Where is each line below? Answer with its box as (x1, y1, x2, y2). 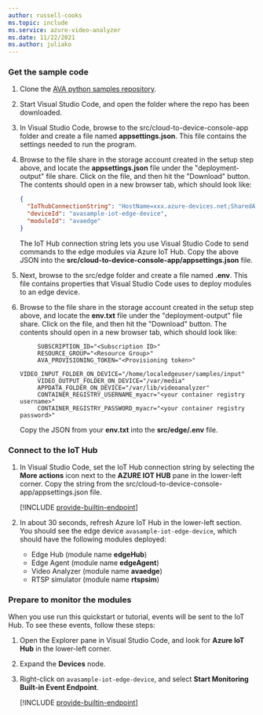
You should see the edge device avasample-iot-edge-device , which (19, 527, 237, 536)
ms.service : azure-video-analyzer (8, 26, 122, 34)
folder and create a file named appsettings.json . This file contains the (19, 131, 247, 141)
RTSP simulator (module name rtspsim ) (31, 575, 159, 585)
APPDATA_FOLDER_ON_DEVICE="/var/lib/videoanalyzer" (37, 384, 210, 392)
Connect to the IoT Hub (8, 444, 98, 455)
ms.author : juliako (8, 41, 72, 49)
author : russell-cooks (8, 11, 82, 20)
